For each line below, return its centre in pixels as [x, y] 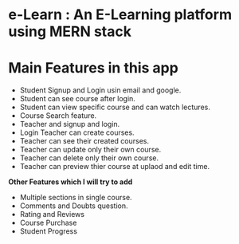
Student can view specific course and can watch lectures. [115, 107]
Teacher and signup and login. [70, 124]
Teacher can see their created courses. [84, 141]
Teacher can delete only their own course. [89, 158]
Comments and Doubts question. [74, 206]
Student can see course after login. [77, 99]
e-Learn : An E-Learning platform [120, 15]
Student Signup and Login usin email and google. [100, 90]
